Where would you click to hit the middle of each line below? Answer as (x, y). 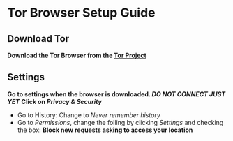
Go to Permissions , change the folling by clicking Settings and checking (120, 122)
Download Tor (38, 39)
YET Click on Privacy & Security (55, 101)
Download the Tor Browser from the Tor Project (77, 55)
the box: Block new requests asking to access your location (105, 130)
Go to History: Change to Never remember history (89, 115)
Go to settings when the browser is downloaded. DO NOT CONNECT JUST (116, 94)
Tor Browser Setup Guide (81, 13)
